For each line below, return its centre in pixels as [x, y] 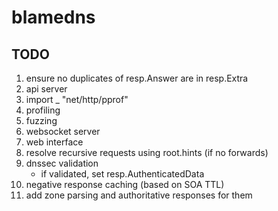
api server [46, 89]
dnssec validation [62, 163]
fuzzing [41, 120]
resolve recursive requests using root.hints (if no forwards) [147, 152]
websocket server [63, 131]
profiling [43, 110]
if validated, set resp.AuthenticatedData [122, 174]
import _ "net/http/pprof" [77, 99]
